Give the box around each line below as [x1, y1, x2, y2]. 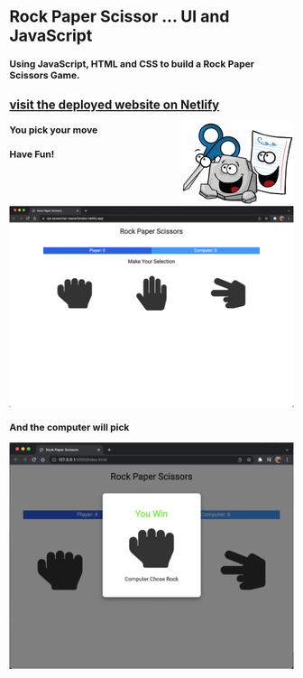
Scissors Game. [9, 70, 80, 82]
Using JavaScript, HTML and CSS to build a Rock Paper [9, 58, 255, 70]
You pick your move [9, 124, 98, 136]
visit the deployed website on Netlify [9, 97, 220, 112]
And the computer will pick [9, 422, 130, 434]
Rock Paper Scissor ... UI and [9, 6, 230, 27]
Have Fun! [9, 148, 55, 161]
